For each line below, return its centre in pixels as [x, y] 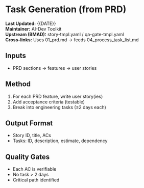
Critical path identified [36, 180]
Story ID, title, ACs [32, 136]
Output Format [29, 123]
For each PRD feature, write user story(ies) [58, 96]
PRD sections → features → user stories [55, 68]
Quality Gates [28, 157]
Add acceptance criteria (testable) [49, 102]
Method [18, 84]
